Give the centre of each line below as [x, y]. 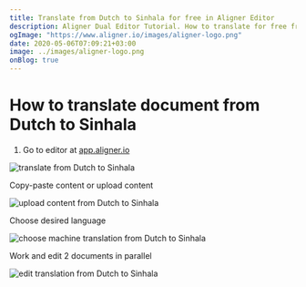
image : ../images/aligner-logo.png [77, 52]
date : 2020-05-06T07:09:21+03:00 [73, 43]
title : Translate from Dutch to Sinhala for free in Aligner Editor [142, 18]
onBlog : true [34, 60]
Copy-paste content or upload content [82, 185]
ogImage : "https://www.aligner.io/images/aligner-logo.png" [126, 35]
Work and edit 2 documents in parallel [81, 255]
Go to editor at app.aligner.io [76, 149]
